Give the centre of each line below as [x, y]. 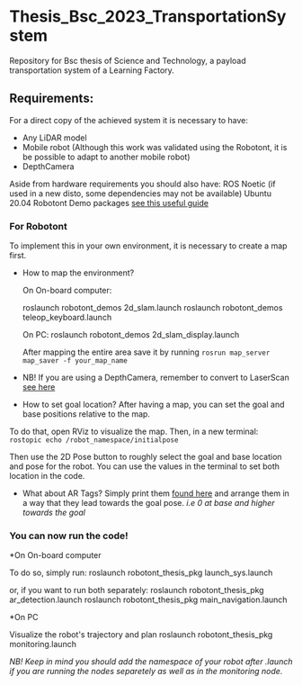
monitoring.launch [43, 644]
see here [39, 387]
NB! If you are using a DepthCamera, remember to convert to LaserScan [155, 378]
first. [18, 256]
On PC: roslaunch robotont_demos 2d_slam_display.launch [131, 335]
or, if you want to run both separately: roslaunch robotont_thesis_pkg [137, 590]
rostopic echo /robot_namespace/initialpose [94, 440]
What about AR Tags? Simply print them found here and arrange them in [156, 493]
